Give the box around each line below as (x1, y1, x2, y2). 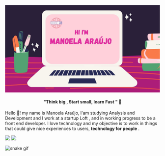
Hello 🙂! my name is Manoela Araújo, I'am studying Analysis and (5, 110, 135, 116)
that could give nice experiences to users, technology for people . (5, 125, 140, 131)
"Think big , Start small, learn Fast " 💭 (43, 99, 122, 105)
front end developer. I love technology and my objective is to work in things (5, 120, 158, 126)
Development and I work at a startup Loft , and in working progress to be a (5, 115, 156, 121)
